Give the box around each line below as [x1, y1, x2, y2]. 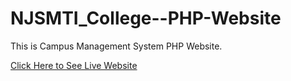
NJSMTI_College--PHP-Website [10, 7, 282, 30]
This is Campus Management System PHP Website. [10, 40, 223, 52]
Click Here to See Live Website [10, 59, 138, 71]
